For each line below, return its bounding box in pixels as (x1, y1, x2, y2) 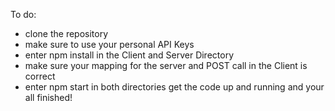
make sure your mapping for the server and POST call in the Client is (24, 60, 308, 71)
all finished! (24, 92, 73, 103)
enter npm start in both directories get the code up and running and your (24, 81, 325, 93)
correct (24, 70, 56, 82)
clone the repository (24, 28, 109, 39)
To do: (10, 9, 37, 20)
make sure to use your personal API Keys (24, 39, 195, 50)
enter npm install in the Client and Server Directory (24, 49, 235, 61)
